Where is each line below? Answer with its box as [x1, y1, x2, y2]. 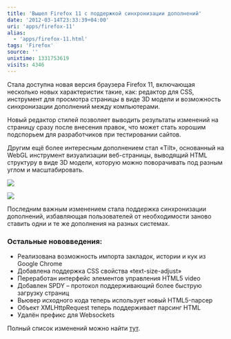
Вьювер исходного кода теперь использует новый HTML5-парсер [17, 296, 213, 304]
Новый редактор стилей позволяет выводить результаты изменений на [7, 115, 219, 124]
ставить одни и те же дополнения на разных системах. [7, 219, 170, 227]
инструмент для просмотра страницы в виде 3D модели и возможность [7, 94, 221, 103]
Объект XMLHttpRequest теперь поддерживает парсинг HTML [17, 303, 201, 311]
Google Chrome [17, 259, 63, 267]
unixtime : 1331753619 [7, 55, 70, 62]
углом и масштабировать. [7, 165, 84, 174]
